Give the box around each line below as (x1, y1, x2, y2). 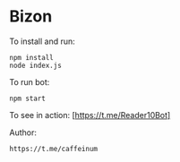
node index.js (9, 61, 63, 70)
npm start (9, 94, 47, 103)
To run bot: (9, 76, 50, 87)
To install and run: (9, 36, 76, 47)
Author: (9, 127, 38, 138)
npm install (9, 53, 54, 62)
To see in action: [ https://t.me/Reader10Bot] (9, 109, 171, 120)
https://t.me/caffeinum (9, 144, 99, 153)
